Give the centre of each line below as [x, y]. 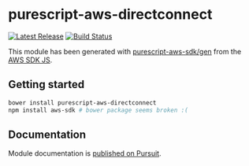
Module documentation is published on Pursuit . [85, 153]
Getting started [46, 85]
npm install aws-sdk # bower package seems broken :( [98, 110]
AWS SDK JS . [30, 60]
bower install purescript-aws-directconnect [82, 103]
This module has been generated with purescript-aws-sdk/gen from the [125, 51]
